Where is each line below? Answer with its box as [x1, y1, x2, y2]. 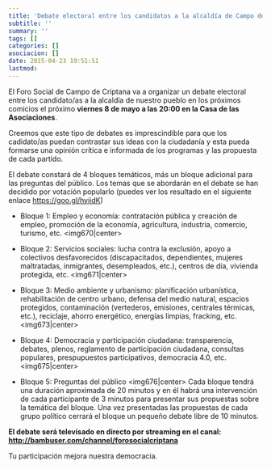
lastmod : [8, 65, 38, 73]
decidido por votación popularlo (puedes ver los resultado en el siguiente [8, 187, 252, 196]
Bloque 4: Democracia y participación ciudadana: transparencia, [19, 335, 235, 344]
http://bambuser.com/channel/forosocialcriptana [8, 435, 179, 445]
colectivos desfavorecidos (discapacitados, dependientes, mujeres [19, 252, 244, 262]
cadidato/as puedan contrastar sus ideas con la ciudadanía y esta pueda [8, 137, 250, 146]
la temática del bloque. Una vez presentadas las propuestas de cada [19, 402, 248, 412]
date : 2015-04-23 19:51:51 [8, 57, 99, 65]
